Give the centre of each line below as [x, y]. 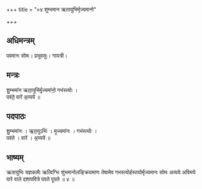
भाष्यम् [15, 157]
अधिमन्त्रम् [20, 41]
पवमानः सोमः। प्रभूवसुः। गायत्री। [37, 56]
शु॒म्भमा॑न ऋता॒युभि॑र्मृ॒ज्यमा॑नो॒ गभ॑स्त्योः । [42, 90]
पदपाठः [16, 117]
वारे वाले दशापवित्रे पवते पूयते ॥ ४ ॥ [41, 179]
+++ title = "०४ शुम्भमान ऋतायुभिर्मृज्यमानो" [51, 9]
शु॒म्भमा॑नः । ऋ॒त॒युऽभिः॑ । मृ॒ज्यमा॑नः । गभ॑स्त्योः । [52, 131]
